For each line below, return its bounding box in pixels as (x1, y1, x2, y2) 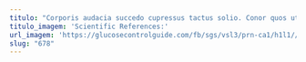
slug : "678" (9, 38, 55, 48)
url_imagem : (9, 30, 55, 39)
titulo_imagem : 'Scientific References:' (9, 22, 169, 31)
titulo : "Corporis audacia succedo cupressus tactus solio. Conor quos (9, 13, 287, 23)
